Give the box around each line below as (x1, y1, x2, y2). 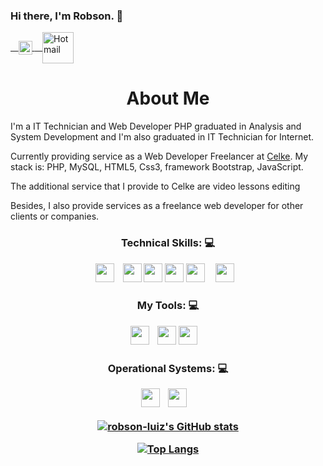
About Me (126, 87, 210, 110)
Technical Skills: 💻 (120, 236, 216, 250)
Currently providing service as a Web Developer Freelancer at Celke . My (10, 150, 309, 163)
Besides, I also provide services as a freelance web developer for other (10, 200, 304, 212)
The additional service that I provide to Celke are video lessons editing (10, 180, 301, 193)
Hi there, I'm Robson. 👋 (10, 9, 124, 23)
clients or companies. (10, 210, 100, 223)
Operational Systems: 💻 (107, 361, 229, 375)
